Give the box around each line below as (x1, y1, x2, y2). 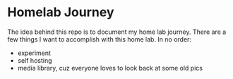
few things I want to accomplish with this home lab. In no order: (7, 35, 192, 43)
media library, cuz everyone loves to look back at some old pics (17, 63, 203, 72)
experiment (17, 49, 52, 57)
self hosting (17, 56, 52, 64)
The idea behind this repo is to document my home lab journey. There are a (7, 28, 227, 36)
